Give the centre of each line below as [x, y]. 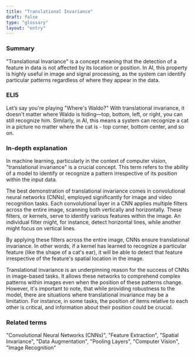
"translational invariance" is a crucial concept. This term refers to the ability [97, 167]
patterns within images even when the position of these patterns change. [95, 282]
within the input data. [32, 180]
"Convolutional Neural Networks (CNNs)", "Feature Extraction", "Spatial [93, 335]
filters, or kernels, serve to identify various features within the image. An [93, 216]
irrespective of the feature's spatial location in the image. [75, 258]
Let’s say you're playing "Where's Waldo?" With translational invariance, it [95, 108]
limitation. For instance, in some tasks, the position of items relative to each [97, 301]
